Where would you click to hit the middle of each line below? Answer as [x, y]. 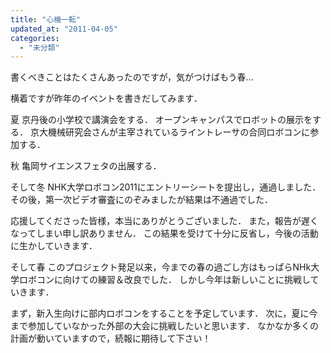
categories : [35, 38]
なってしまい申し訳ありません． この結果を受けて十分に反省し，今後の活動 [164, 233]
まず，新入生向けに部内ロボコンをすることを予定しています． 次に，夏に [160, 313]
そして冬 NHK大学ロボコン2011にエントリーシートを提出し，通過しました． [166, 187]
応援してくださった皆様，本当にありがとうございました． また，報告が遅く [164, 221]
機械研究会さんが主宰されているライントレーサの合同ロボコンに [179, 132]
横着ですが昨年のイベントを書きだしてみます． [106, 98]
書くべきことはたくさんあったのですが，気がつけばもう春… [132, 77]
